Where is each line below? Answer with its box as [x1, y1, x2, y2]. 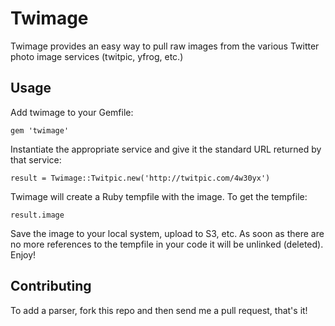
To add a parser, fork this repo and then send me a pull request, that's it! [10, 304, 308, 316]
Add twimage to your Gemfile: [10, 106, 134, 118]
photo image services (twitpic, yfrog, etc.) [10, 50, 184, 62]
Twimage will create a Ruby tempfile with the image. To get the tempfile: [10, 190, 308, 202]
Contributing [10, 278, 92, 295]
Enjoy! [10, 248, 37, 261]
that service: [10, 153, 62, 166]
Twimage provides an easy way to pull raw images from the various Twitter [10, 40, 320, 52]
